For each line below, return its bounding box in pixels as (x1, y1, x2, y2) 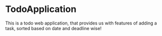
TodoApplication (5, 3, 77, 15)
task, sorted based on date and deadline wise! (5, 25, 102, 31)
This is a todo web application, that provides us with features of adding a (5, 20, 157, 26)
